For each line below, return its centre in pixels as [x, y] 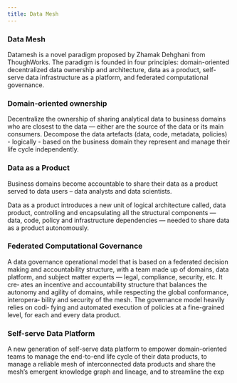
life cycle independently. [43, 149]
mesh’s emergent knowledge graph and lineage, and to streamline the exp [116, 372]
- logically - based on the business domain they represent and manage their [118, 142]
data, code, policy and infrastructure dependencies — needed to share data [118, 220]
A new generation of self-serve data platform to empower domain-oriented [117, 349]
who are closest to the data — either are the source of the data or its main [116, 126]
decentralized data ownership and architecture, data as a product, [104, 69]
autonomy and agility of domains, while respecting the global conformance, [118, 292]
